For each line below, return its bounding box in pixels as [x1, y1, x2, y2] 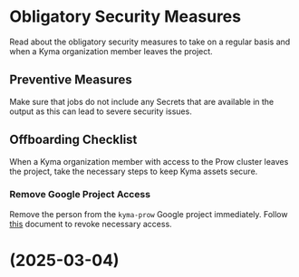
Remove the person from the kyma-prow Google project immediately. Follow [9, 208, 288, 219]
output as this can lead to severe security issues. [9, 106, 192, 117]
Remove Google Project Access [9, 188, 151, 201]
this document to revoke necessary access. [9, 218, 172, 229]
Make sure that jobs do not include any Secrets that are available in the [9, 96, 275, 107]
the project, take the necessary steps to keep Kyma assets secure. [9, 166, 258, 177]
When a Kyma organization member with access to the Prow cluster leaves [9, 156, 289, 167]
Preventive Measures [9, 72, 133, 88]
